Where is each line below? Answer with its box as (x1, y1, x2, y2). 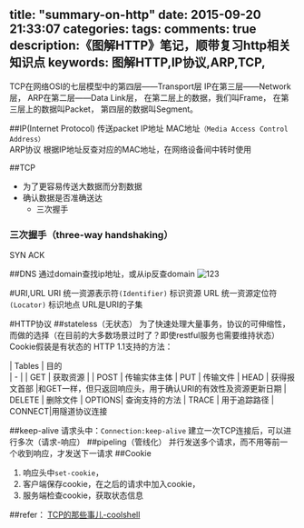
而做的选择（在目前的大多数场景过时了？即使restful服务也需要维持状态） (9, 330, 279, 341)
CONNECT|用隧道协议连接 (9, 406, 108, 417)
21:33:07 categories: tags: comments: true (9, 22, 257, 37)
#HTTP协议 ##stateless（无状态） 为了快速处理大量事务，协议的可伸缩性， (9, 318, 290, 330)
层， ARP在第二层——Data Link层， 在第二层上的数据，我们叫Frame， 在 (9, 92, 281, 103)
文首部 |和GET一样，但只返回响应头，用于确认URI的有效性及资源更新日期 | (9, 384, 288, 394)
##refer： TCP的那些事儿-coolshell (9, 509, 141, 521)
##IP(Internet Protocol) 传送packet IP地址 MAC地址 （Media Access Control (9, 123, 289, 134)
